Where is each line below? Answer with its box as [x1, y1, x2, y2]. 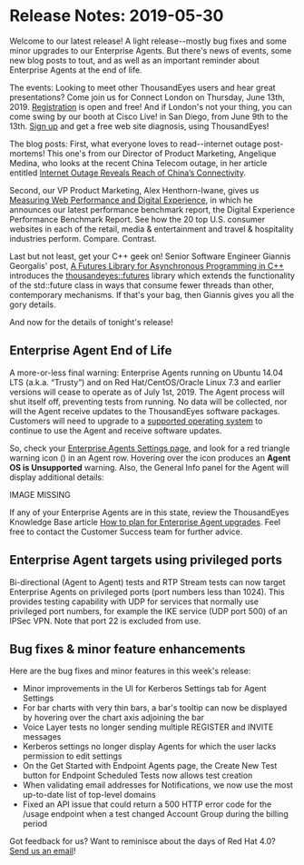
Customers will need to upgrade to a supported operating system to [9, 415, 263, 426]
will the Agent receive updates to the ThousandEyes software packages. [9, 405, 280, 416]
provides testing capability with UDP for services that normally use [9, 596, 259, 607]
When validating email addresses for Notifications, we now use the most [22, 780, 293, 790]
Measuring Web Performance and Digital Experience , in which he [9, 194, 253, 205]
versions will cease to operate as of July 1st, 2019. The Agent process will [9, 386, 285, 397]
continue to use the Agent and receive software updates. [9, 424, 222, 436]
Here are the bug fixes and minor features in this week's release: [9, 665, 251, 677]
